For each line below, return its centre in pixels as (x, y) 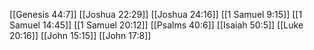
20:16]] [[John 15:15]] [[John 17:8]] (80, 35)
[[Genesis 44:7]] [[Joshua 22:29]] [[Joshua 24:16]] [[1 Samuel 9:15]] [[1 (156, 14)
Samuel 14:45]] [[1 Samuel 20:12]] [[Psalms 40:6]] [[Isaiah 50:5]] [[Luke (156, 25)
